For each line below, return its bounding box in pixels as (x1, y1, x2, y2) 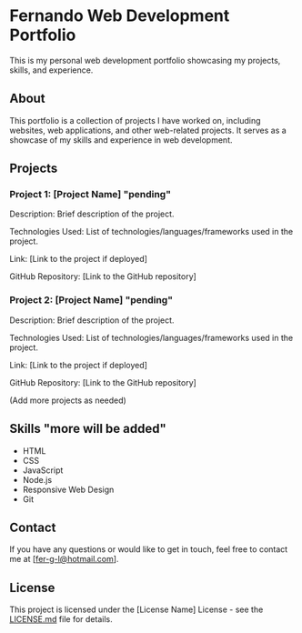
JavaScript (22, 465, 64, 476)
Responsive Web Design (22, 484, 115, 495)
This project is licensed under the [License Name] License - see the (9, 604, 264, 615)
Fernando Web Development (9, 5, 230, 26)
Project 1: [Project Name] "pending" (9, 188, 171, 201)
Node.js (22, 474, 53, 485)
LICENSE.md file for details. (9, 614, 113, 625)
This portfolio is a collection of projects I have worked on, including (9, 115, 261, 126)
